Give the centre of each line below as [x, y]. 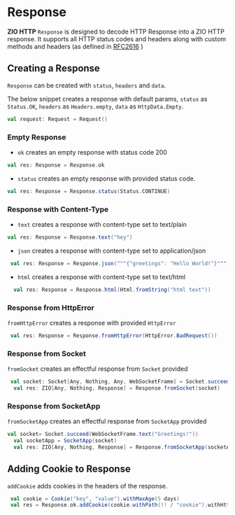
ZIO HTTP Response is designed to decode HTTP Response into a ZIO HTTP [116, 31]
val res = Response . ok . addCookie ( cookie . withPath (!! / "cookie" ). [109, 505]
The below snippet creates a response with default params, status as [107, 99]
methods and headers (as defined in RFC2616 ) [75, 46]
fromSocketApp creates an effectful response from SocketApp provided [107, 421]
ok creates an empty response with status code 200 [92, 152]
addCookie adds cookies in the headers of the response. [87, 486]
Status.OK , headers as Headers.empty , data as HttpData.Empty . [95, 106]
